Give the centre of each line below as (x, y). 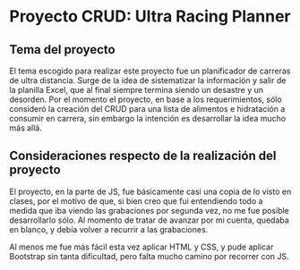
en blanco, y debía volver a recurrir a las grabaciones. (109, 229)
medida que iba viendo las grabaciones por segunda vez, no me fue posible (149, 210)
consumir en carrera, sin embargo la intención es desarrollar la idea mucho (148, 118)
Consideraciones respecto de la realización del (143, 156)
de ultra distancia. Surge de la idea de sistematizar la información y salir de (148, 80)
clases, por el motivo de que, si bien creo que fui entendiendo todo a (136, 201)
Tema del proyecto (62, 50)
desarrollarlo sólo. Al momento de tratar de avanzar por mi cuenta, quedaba (149, 220)
